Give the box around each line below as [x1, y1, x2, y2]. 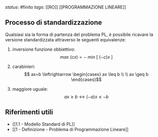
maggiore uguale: [12, 86, 48, 92]
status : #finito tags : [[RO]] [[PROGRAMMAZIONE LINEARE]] [5, 4, 126, 10]
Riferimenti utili [5, 108, 53, 116]
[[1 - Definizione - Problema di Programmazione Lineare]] [12, 126, 129, 132]
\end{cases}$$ [71, 76, 102, 82]
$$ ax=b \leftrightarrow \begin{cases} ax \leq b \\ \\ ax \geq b [24, 71, 149, 77]
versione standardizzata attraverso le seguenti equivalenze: [5, 36, 126, 42]
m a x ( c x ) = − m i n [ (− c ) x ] [60, 54, 113, 60]
